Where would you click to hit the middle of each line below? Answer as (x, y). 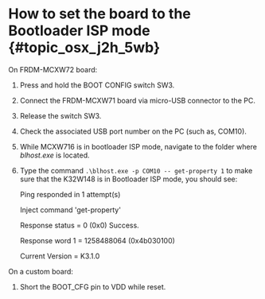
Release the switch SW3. (60, 115)
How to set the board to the (99, 14)
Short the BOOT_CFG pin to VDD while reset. (93, 286)
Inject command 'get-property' (70, 210)
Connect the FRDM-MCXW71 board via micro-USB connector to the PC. (138, 100)
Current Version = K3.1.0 (60, 256)
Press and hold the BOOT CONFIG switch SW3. (97, 85)
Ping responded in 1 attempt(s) (70, 194)
